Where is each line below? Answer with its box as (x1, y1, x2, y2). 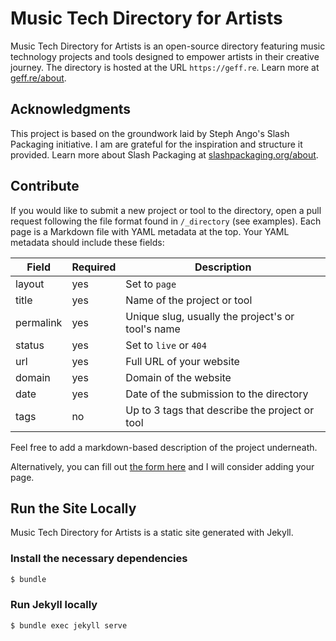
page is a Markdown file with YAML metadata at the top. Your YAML (10, 225, 290, 237)
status (15, 338, 45, 352)
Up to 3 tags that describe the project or (125, 403, 315, 417)
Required (71, 260, 117, 274)
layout (15, 277, 45, 291)
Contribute (10, 178, 80, 195)
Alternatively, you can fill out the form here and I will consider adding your (10, 460, 315, 472)
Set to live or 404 (125, 338, 207, 352)
